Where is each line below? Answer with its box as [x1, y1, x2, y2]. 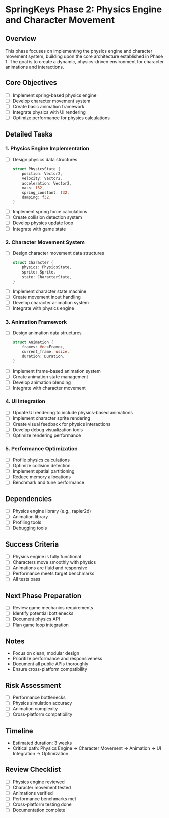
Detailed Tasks [5, 130, 53, 139]
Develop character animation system [12, 299, 89, 305]
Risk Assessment [5, 681, 61, 690]
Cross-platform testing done [12, 801, 72, 807]
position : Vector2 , [22, 171, 63, 176]
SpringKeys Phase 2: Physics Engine [5, 4, 162, 15]
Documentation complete [12, 807, 66, 813]
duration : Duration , [22, 354, 65, 359]
